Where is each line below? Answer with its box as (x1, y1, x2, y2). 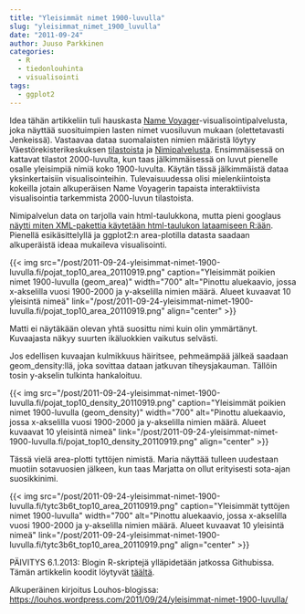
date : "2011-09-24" (9, 30, 84, 39)
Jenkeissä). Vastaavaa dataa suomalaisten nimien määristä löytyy (9, 134, 257, 145)
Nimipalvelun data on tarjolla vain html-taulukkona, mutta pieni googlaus (9, 210, 281, 221)
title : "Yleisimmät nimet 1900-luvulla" (9, 13, 166, 23)
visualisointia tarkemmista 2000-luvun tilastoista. (9, 193, 195, 203)
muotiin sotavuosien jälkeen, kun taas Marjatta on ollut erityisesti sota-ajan (9, 463, 290, 474)
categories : (9, 47, 55, 57)
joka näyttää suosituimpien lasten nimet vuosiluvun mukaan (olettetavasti (9, 124, 285, 135)
